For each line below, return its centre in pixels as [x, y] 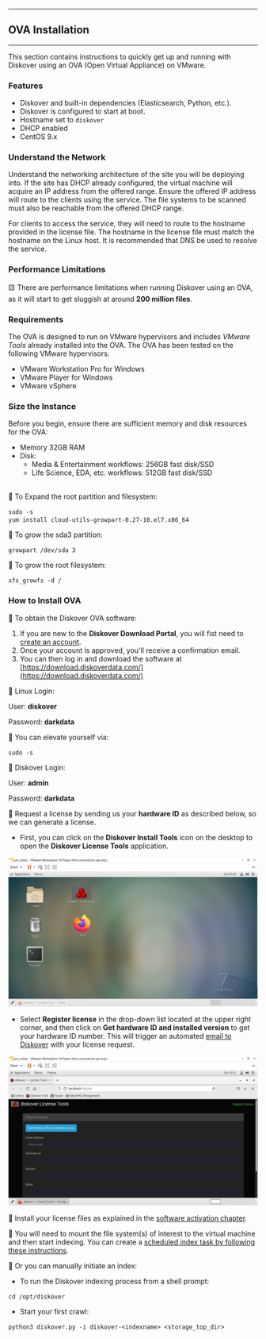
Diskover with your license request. [77, 1044]
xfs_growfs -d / [35, 581]
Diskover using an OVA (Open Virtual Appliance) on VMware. [107, 65]
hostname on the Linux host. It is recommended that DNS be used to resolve [133, 241]
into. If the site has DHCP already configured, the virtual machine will [120, 183]
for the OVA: [28, 432]
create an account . [50, 642]
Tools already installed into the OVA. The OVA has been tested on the [121, 345]
